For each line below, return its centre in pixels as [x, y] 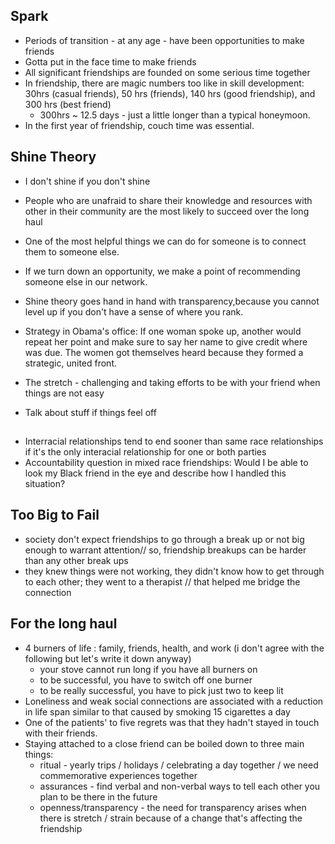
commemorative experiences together [118, 775]
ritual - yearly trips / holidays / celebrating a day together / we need [179, 765]
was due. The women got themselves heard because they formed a [164, 352]
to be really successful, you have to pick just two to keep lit [161, 690]
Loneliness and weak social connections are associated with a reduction [174, 701]
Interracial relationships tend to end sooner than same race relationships [174, 441]
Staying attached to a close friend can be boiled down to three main [164, 743]
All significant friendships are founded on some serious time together [167, 72]
